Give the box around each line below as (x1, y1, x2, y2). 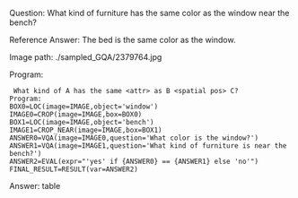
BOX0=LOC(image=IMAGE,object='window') (9, 102, 159, 111)
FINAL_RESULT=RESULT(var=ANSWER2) (9, 165, 139, 174)
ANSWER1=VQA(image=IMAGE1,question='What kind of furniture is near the (9, 142, 287, 151)
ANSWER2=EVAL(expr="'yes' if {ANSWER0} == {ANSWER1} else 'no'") (9, 157, 259, 166)
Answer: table (9, 181, 61, 191)
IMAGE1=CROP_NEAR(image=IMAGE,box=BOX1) (9, 125, 163, 134)
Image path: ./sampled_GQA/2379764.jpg (9, 52, 162, 62)
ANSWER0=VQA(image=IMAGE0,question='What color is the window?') (9, 133, 259, 142)
